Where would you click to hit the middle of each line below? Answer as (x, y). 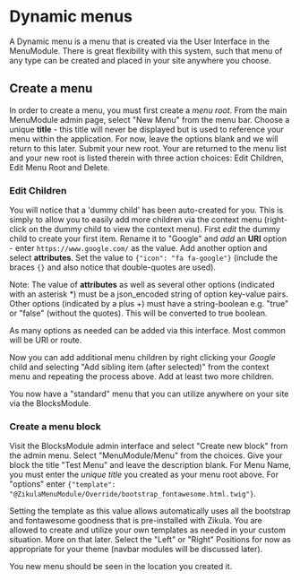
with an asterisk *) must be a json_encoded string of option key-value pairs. (149, 294)
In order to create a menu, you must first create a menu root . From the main (149, 110)
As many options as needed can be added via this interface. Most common (148, 331)
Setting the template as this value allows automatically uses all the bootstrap (150, 511)
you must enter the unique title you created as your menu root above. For (144, 475)
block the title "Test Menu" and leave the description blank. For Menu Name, (150, 465)
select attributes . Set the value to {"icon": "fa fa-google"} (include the (143, 258)
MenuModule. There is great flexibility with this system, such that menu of (146, 50)
